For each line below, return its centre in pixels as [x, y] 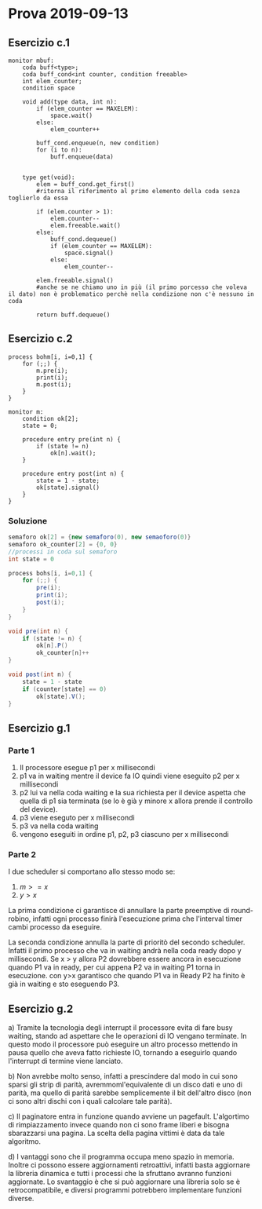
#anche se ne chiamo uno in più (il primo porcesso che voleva [142, 287]
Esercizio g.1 [39, 728]
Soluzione [28, 520]
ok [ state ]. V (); [61, 696]
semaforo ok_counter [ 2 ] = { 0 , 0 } [63, 544]
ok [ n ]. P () [52, 646]
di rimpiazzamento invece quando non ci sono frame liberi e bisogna [119, 1125]
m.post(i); [54, 384]
